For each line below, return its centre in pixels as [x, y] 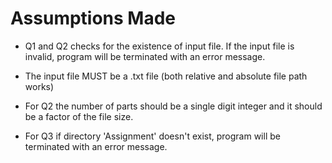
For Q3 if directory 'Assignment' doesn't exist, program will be [152, 136]
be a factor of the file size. [79, 116]
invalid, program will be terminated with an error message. [145, 56]
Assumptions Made [93, 18]
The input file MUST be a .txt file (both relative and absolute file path [166, 76]
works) [39, 86]
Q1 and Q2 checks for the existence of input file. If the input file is [159, 46]
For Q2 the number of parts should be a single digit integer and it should [173, 106]
